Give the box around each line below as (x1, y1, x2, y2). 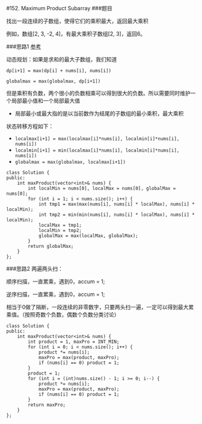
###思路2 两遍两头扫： (6, 265, 64, 272)
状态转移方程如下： (6, 123, 54, 130)
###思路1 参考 (6, 43, 41, 50)
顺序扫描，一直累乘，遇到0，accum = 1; (6, 278, 105, 285)
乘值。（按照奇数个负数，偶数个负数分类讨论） (6, 311, 120, 318)
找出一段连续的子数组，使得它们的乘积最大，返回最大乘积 (6, 17, 148, 25)
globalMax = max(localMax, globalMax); (38, 233, 138, 239)
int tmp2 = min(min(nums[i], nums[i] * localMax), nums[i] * (38, 212, 195, 218)
